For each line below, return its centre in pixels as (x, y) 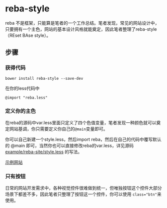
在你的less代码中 (22, 88)
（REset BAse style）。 (28, 35)
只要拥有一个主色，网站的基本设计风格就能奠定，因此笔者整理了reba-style (81, 29)
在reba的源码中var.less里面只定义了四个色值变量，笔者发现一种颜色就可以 (81, 122)
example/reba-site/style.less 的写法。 (44, 152)
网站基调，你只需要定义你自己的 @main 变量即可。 (58, 129)
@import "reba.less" (27, 98)
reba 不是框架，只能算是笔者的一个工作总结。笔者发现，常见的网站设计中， (82, 23)
